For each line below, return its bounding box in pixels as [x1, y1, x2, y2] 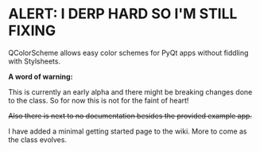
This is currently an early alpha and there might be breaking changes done [8, 87, 253, 96]
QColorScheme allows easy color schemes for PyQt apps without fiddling [8, 48, 249, 57]
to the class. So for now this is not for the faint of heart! [8, 95, 189, 105]
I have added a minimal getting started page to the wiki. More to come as [8, 126, 248, 136]
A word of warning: [8, 72, 73, 81]
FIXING [8, 21, 56, 40]
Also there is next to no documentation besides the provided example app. [8, 110, 253, 120]
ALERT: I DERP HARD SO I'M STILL [8, 5, 238, 23]
